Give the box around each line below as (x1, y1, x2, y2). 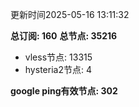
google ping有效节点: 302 (10, 85, 118, 97)
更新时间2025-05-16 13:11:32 (10, 9, 130, 20)
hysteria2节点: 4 (24, 64, 92, 75)
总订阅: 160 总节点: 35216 (10, 30, 118, 42)
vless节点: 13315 (24, 51, 93, 63)
